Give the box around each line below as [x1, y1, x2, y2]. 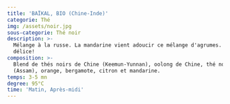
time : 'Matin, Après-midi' [7, 86, 84, 93]
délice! [13, 49, 36, 55]
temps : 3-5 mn [7, 73, 48, 81]
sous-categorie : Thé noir [7, 29, 81, 36]
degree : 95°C [7, 80, 44, 87]
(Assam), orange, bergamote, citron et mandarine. [13, 67, 161, 74]
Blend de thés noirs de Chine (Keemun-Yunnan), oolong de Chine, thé [13, 61, 216, 68]
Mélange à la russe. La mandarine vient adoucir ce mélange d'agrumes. [13, 42, 222, 49]
